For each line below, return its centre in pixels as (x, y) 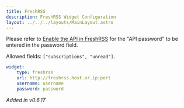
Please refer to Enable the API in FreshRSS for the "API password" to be (92, 39)
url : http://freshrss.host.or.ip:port (64, 78)
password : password (40, 89)
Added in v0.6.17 (26, 100)
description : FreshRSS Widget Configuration (61, 17)
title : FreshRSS (26, 11)
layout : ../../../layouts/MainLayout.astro (60, 22)
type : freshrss (35, 73)
